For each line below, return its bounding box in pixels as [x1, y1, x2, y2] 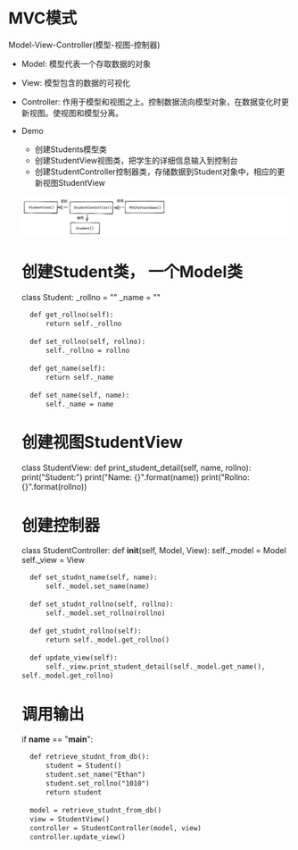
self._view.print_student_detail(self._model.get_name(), [45, 662, 266, 671]
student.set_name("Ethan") [45, 770, 146, 779]
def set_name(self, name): [29, 391, 130, 400]
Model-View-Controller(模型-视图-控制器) [8, 39, 161, 50]
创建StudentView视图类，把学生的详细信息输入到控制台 [34, 155, 238, 165]
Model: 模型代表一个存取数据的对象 [21, 58, 151, 69]
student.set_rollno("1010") [45, 779, 150, 788]
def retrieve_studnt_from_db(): [29, 753, 150, 762]
